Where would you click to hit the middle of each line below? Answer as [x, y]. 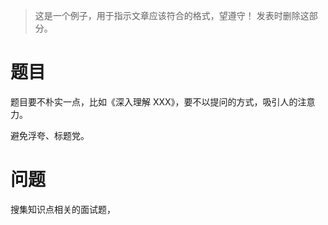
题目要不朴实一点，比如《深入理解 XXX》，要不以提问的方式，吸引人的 [154, 101]
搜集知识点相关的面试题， [63, 209]
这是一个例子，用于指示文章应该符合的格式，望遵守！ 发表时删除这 [172, 15]
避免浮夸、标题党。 [50, 135]
